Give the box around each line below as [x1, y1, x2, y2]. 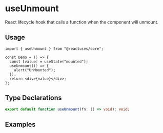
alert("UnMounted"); [14, 67, 56, 72]
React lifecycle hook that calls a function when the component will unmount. [5, 19, 159, 25]
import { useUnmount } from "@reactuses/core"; [5, 46, 104, 51]
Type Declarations [5, 94, 62, 102]
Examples [5, 120, 36, 129]
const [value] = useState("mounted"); [9, 59, 89, 64]
